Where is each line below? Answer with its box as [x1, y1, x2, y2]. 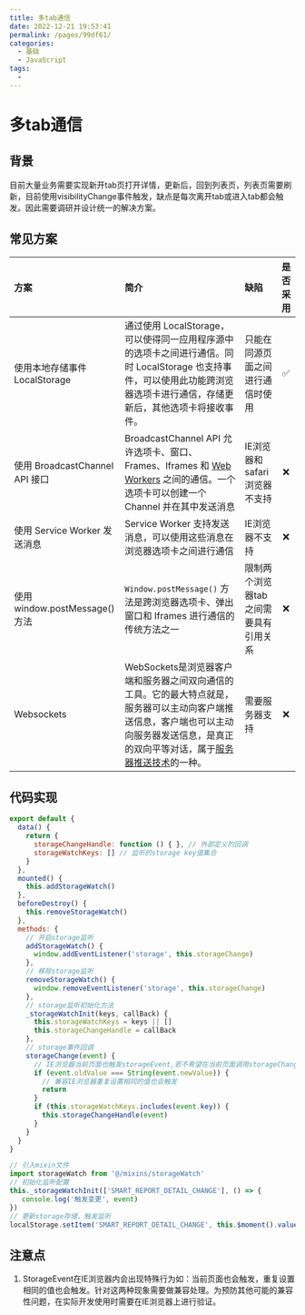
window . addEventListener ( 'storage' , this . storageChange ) [33, 950, 254, 959]
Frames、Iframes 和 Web [124, 459, 231, 471]
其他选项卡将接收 [152, 401, 225, 414]
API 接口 [14, 472, 50, 485]
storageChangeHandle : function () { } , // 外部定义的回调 [33, 840, 248, 849]
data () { [17, 823, 51, 833]
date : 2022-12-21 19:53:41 [9, 22, 112, 31]
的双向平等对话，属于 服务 [124, 743, 234, 755]
